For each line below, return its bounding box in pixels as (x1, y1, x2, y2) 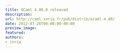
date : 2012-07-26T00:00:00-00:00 (5, 21, 75, 26)
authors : (5, 35, 23, 40)
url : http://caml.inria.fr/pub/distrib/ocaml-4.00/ (5, 16, 115, 21)
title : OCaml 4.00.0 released (5, 7, 68, 12)
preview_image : (5, 26, 37, 31)
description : (5, 12, 32, 17)
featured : (5, 30, 26, 35)
